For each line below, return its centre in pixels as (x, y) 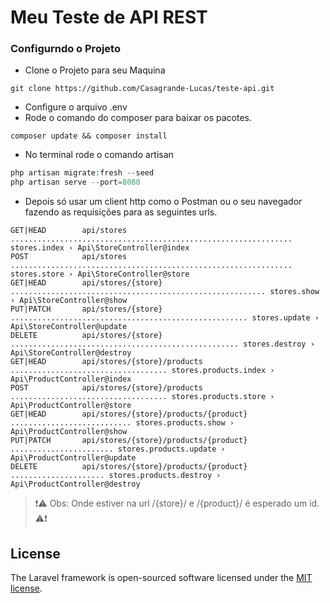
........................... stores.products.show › (122, 423)
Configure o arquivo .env (76, 107)
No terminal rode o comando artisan (99, 155)
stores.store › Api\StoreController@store (100, 274)
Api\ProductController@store (71, 406)
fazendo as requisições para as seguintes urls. (121, 212)
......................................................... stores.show (165, 292)
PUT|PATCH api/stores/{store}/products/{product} (129, 441)
